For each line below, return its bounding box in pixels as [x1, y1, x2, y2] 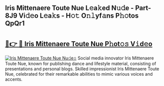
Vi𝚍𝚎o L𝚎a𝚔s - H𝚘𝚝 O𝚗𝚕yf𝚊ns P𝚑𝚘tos [19, 12, 139, 20]
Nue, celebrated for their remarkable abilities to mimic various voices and [5, 71, 153, 77]
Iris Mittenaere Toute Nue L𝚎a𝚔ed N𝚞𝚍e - [5, 4, 134, 12]
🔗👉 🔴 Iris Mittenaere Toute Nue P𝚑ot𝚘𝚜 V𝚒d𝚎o [5, 39, 153, 48]
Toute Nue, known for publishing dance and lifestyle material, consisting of [5, 61, 157, 66]
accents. [5, 76, 23, 82]
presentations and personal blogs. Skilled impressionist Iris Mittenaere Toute [5, 66, 160, 72]
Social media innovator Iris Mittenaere [77, 55, 154, 61]
